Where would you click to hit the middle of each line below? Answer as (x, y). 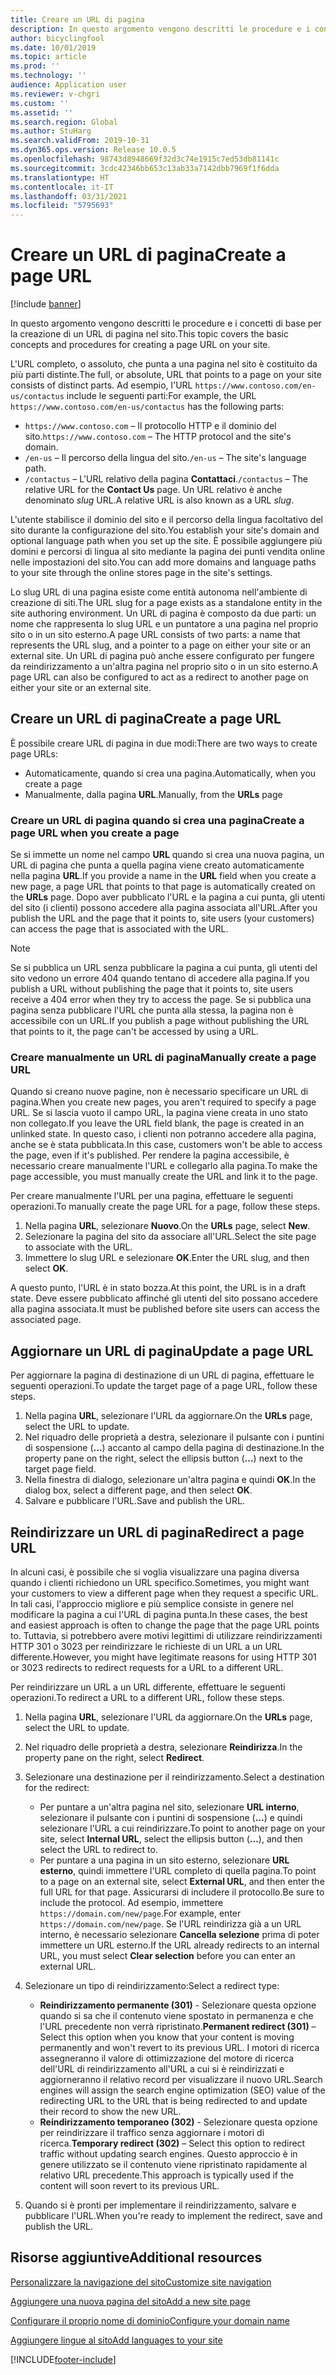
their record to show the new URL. (110, 2112)
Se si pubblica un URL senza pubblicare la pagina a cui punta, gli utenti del (164, 968)
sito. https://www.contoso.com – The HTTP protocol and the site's (158, 437)
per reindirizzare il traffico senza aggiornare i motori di (152, 2133)
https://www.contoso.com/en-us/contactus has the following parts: (147, 407)
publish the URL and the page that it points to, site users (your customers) (162, 918)
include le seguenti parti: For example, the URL (161, 396)
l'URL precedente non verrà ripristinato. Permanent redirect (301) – (178, 2027)
